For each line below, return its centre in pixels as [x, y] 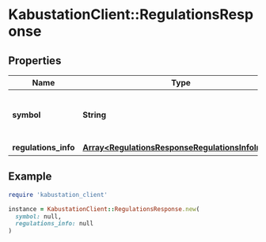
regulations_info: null [54, 224]
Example [30, 177]
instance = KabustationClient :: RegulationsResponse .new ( [104, 209]
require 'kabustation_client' [58, 195]
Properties [35, 60]
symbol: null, [38, 216]
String [95, 115]
